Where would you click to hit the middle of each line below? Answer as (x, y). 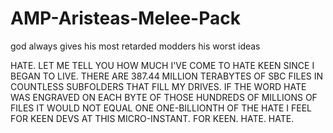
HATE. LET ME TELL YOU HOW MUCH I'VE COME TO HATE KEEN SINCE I (162, 65)
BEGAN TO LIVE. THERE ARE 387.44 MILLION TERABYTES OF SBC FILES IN (167, 76)
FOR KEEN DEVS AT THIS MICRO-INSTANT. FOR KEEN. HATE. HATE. (152, 118)
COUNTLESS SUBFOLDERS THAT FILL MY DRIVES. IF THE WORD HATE (158, 86)
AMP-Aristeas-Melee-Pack (125, 18)
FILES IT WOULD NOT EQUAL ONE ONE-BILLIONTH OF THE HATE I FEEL (161, 108)
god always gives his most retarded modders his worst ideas (135, 46)
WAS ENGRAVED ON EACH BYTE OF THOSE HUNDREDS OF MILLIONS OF (164, 97)
